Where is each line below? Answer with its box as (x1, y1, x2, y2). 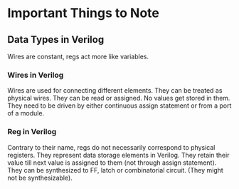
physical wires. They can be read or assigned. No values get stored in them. (7, 94, 230, 103)
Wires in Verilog (7, 70, 64, 80)
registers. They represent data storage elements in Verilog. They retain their (7, 150, 230, 159)
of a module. (7, 109, 45, 118)
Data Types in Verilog (7, 34, 105, 46)
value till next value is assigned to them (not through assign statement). (7, 158, 217, 167)
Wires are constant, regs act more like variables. (7, 52, 149, 61)
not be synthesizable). (7, 173, 73, 182)
